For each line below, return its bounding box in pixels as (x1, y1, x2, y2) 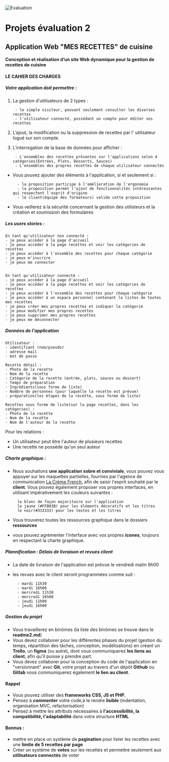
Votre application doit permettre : (5, 85, 77, 91)
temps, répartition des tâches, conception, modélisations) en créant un (12, 643, 160, 649)
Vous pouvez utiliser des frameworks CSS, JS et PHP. (12, 692, 126, 698)
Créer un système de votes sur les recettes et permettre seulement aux (12, 746, 161, 753)
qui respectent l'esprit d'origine (12, 190, 88, 196)
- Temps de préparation (5, 380, 55, 385)
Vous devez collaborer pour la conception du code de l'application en (12, 658, 157, 665)
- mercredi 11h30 (17, 590, 54, 595)
